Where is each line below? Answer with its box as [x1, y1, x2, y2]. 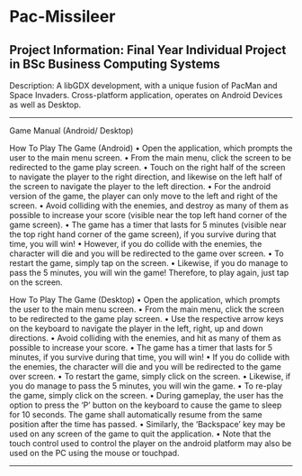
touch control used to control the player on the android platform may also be [9, 438, 292, 448]
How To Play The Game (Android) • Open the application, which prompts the [9, 142, 293, 153]
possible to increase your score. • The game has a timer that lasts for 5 [9, 343, 272, 352]
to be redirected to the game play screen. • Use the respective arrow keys [9, 314, 284, 324]
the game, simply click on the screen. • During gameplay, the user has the [9, 390, 284, 400]
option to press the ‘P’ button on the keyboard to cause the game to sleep [9, 399, 282, 410]
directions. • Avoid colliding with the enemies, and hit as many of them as [9, 333, 281, 343]
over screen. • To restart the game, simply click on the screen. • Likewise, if [9, 371, 291, 381]
